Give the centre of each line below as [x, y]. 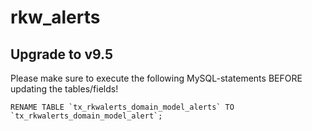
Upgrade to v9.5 [61, 54]
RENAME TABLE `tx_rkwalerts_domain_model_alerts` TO [122, 107]
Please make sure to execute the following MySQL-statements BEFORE [156, 78]
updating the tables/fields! [64, 89]
